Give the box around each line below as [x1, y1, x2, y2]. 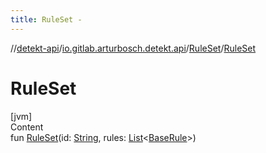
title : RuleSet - [10, 14, 83, 25]
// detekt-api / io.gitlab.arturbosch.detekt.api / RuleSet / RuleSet [10, 42, 257, 54]
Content [10, 121, 44, 133]
